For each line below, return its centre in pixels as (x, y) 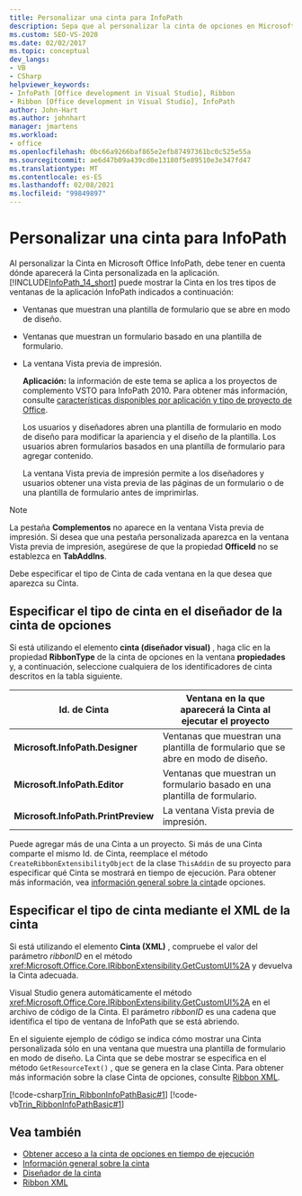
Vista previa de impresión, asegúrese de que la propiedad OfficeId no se (144, 546)
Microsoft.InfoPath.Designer (75, 747)
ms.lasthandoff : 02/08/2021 (62, 186)
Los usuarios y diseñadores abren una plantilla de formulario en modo (151, 427)
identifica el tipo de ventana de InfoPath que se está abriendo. (124, 1021)
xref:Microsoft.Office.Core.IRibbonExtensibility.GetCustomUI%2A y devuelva (151, 965)
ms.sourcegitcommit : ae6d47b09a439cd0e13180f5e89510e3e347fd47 (130, 160)
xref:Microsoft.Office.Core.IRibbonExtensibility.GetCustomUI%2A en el (140, 1002)
